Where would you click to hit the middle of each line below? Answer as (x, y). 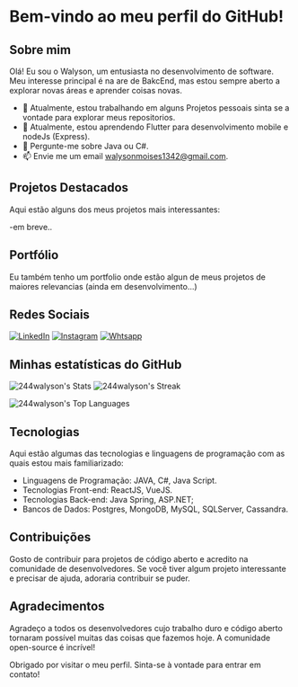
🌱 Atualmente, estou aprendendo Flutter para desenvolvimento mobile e (155, 127)
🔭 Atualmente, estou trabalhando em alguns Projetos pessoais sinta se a (156, 108)
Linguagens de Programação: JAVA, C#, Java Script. (119, 481)
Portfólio (34, 255)
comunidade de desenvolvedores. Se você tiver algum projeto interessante (148, 568)
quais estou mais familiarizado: (66, 463)
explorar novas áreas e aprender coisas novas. (96, 90)
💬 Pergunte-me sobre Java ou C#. (86, 146)
